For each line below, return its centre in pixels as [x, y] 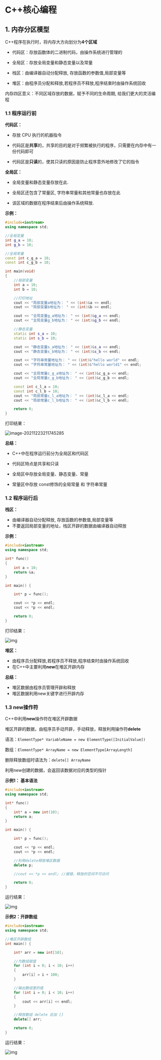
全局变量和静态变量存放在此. [40, 182]
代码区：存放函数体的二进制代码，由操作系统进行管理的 [67, 52]
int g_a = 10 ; [19, 240]
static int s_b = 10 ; [35, 338]
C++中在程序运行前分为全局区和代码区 [50, 454]
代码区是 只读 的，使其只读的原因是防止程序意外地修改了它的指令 [75, 162]
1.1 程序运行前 [21, 113]
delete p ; [24, 865]
